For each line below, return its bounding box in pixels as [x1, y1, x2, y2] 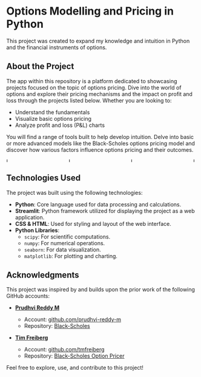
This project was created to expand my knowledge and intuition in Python [6, 37, 190, 44]
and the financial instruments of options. [6, 44, 107, 51]
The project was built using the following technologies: [6, 189, 143, 196]
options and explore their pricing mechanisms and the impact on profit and [6, 90, 193, 98]
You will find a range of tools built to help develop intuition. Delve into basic [6, 133, 194, 140]
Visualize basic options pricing [15, 115, 92, 122]
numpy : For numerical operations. [24, 239, 105, 246]
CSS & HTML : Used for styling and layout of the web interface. [15, 220, 171, 227]
